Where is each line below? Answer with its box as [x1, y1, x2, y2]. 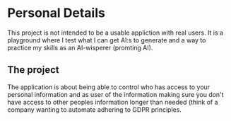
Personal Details [7, 5, 106, 21]
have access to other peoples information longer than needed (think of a [7, 98, 218, 106]
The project [7, 64, 59, 76]
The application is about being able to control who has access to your [7, 83, 211, 91]
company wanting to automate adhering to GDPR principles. [7, 105, 182, 114]
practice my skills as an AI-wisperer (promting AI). [7, 43, 153, 52]
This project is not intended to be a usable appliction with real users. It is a [7, 28, 224, 37]
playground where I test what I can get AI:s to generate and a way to [7, 35, 206, 44]
